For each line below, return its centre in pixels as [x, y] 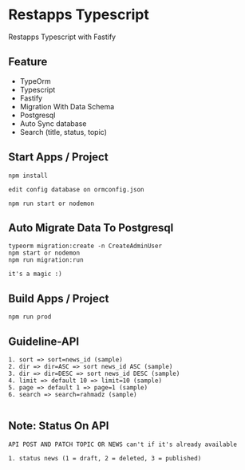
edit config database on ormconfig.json [77, 189]
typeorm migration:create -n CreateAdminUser [85, 246]
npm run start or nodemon [51, 203]
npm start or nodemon [44, 253]
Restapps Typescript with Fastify [62, 37]
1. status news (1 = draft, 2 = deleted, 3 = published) [105, 458]
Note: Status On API [59, 426]
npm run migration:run [46, 260]
